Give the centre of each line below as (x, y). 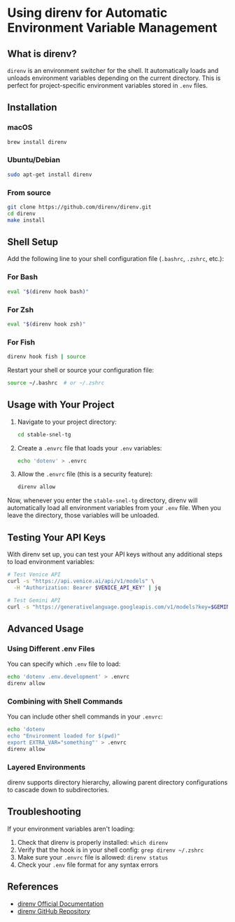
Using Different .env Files (51, 648)
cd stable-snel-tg (44, 434)
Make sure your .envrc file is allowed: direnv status (93, 857)
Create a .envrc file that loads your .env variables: (90, 448)
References (33, 887)
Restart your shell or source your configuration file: (81, 370)
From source (29, 192)
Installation (32, 108)
